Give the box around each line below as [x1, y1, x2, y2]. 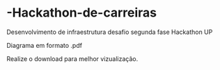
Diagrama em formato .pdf [6, 41, 83, 49]
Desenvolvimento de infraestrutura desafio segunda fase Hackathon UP [6, 28, 213, 36]
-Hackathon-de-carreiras [6, 5, 157, 21]
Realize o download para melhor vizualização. [6, 54, 139, 63]
